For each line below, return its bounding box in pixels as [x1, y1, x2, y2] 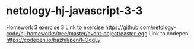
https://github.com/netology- [105, 24, 176, 31]
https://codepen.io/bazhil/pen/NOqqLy [6, 36, 101, 43]
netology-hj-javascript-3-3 [6, 4, 143, 18]
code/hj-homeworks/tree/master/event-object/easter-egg [6, 30, 148, 37]
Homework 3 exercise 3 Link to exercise [6, 24, 104, 31]
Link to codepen [148, 30, 189, 37]
